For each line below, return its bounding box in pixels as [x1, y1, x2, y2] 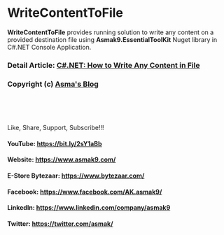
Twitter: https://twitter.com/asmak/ [7, 219, 113, 228]
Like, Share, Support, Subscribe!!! [7, 124, 104, 132]
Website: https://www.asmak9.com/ [7, 155, 116, 164]
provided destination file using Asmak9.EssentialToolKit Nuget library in [7, 35, 218, 43]
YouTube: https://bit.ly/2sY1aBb [7, 139, 103, 148]
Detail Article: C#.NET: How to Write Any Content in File [7, 60, 200, 70]
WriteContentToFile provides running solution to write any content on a [7, 28, 214, 36]
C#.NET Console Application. [7, 43, 92, 51]
